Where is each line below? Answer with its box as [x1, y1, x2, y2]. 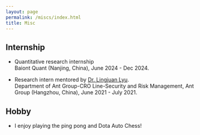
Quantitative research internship [14, 58, 94, 65]
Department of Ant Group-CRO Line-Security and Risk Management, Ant [14, 82, 195, 90]
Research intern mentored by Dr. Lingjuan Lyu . [14, 76, 130, 83]
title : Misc [5, 20, 35, 26]
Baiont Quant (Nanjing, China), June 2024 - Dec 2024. [14, 64, 150, 72]
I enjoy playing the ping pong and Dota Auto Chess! [14, 122, 142, 129]
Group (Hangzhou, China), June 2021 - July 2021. [14, 89, 138, 96]
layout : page [5, 8, 38, 15]
